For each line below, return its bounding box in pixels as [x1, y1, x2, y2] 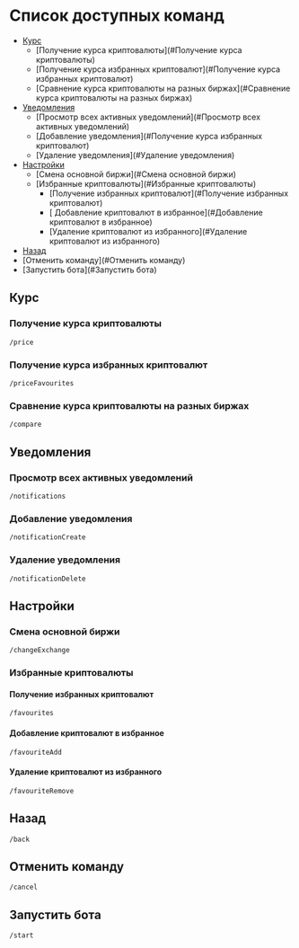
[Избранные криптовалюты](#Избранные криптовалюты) [35, 178, 257, 189]
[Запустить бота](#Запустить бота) [22, 264, 157, 275]
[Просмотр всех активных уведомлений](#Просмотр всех [35, 111, 261, 122]
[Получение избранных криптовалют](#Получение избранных [48, 188, 289, 199]
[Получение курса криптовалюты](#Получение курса [35, 44, 242, 55]
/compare [9, 420, 42, 430]
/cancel [9, 882, 39, 892]
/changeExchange [9, 646, 70, 655]
